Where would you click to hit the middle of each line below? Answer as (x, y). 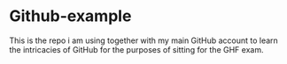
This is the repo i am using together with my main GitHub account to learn (144, 40)
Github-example (70, 16)
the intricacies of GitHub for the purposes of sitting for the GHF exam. (136, 49)
